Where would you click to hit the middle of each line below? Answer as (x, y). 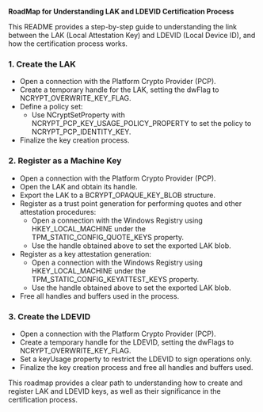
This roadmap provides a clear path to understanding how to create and (126, 383)
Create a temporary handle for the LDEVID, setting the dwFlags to (127, 342)
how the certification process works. (68, 44)
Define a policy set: (51, 107)
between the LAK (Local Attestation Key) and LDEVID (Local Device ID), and (132, 35)
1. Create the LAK (42, 64)
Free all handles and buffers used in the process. (99, 296)
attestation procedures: (58, 212)
